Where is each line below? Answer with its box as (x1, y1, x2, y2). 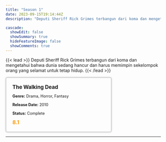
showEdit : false (10, 30, 43, 35)
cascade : (5, 25, 24, 30)
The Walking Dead (12, 84, 59, 90)
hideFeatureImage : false (10, 39, 61, 44)
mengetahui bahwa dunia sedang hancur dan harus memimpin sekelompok (5, 62, 158, 68)
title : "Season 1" (5, 7, 43, 12)
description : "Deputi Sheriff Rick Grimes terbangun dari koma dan (5, 16, 147, 21)
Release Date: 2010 (12, 102, 49, 107)
